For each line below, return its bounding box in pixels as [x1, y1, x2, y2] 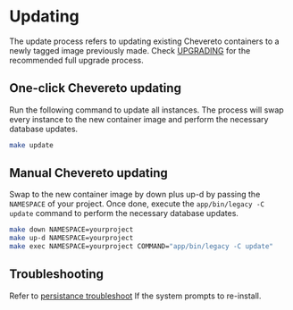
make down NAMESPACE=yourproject [9, 225, 134, 234]
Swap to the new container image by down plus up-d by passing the [9, 189, 261, 200]
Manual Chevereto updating [9, 165, 168, 180]
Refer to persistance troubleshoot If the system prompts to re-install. [9, 290, 262, 301]
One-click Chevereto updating [9, 80, 181, 96]
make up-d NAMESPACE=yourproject [9, 234, 134, 243]
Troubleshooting [9, 266, 105, 282]
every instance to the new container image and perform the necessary [9, 113, 269, 124]
